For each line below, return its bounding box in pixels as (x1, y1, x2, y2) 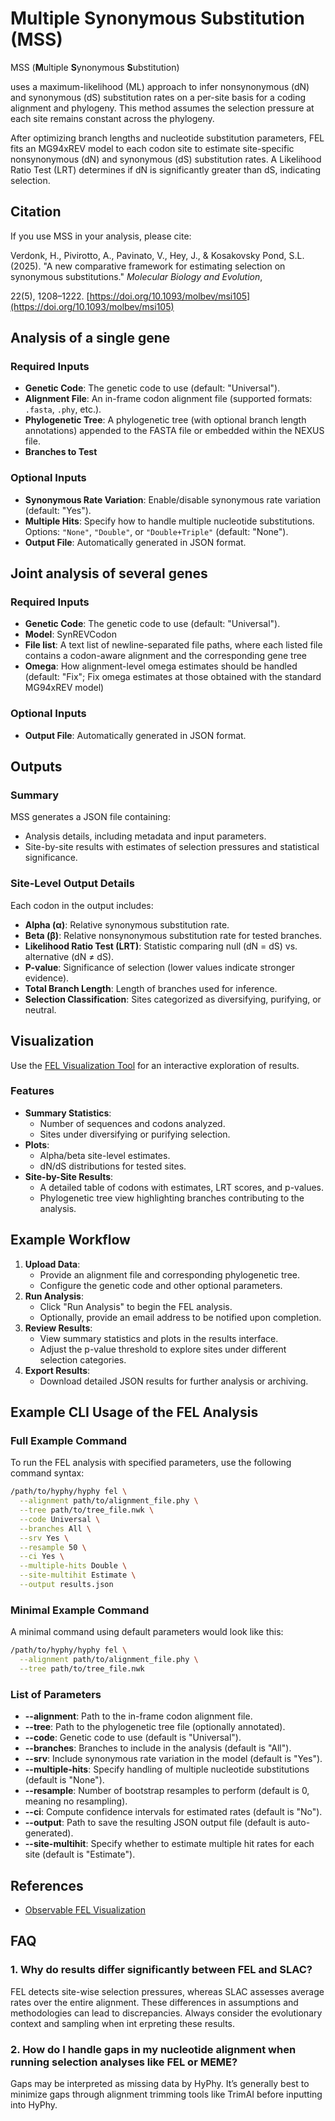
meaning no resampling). (24, 1795, 128, 1807)
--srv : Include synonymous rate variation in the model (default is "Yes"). (24, 1753, 323, 1765)
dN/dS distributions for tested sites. (39, 1160, 187, 1172)
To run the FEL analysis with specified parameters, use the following (10, 1457, 292, 1469)
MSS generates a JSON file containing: (10, 811, 171, 823)
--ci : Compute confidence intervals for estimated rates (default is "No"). (24, 1806, 323, 1818)
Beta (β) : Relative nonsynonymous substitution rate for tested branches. (24, 929, 323, 941)
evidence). (24, 972, 70, 984)
